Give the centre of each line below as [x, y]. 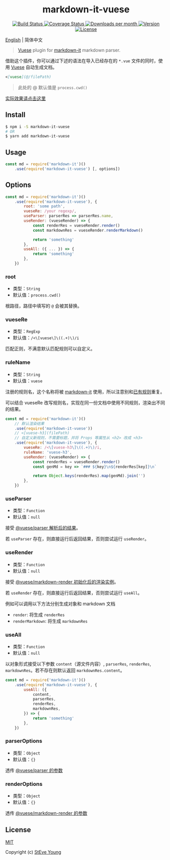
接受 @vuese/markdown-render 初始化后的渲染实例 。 [62, 582]
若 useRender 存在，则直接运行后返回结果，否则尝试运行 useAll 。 [74, 592]
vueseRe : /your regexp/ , [50, 211]
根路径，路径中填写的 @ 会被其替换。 [44, 306]
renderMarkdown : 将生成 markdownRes [50, 621]
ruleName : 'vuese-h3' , [48, 452]
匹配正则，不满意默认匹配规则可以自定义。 [50, 349]
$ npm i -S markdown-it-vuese [38, 127]
